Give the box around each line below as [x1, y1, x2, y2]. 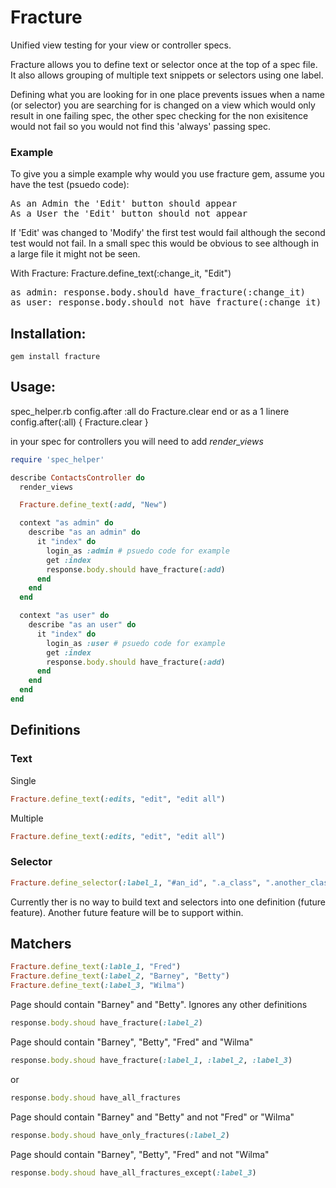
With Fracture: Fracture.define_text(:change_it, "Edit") [10, 267, 232, 280]
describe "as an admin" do [28, 527, 141, 538]
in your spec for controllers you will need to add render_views [10, 435, 264, 447]
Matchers [10, 935, 72, 952]
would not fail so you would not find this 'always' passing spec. [10, 120, 271, 132]
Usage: [10, 379, 57, 396]
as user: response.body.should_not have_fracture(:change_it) [10, 297, 322, 308]
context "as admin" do [19, 518, 114, 528]
